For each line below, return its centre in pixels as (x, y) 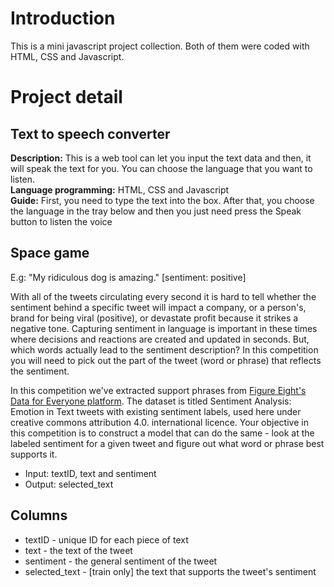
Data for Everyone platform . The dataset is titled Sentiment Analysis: (151, 401)
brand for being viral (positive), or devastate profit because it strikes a (154, 318)
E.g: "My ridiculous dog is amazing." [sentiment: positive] (128, 277)
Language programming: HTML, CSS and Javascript (120, 189)
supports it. (34, 454)
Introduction (63, 18)
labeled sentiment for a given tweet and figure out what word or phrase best (167, 443)
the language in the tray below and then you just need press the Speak (156, 211)
